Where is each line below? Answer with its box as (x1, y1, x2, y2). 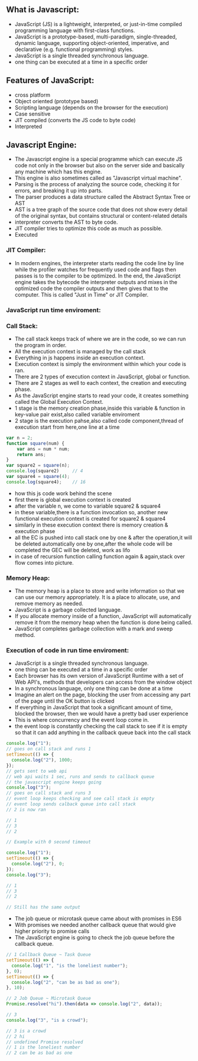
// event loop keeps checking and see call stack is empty (6, 796, 155, 802)
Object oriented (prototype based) (14, 97, 99, 104)
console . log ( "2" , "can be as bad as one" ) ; (11, 979, 120, 985)
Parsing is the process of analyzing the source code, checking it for (14, 181, 180, 188)
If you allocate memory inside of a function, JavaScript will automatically (14, 613, 192, 620)
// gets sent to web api (6, 768, 67, 774)
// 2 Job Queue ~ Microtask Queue (6, 996, 92, 1002)
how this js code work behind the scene (14, 489, 112, 497)
